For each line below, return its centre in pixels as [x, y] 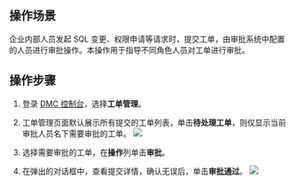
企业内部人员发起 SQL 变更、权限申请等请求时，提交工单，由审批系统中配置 [147, 39]
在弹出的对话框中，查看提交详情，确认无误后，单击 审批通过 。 [135, 171]
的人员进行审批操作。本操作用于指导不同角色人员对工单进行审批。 [129, 50]
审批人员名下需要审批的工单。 [76, 133]
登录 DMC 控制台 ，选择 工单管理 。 [84, 104]
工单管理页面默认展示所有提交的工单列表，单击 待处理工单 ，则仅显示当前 [154, 122]
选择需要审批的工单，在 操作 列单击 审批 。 [96, 152]
